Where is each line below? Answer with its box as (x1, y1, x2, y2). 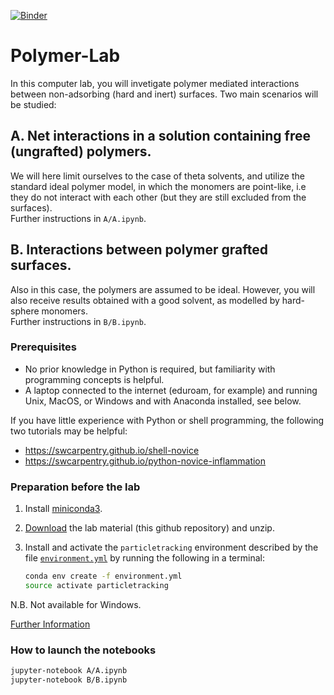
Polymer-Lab (10, 45, 121, 67)
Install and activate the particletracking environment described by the (24, 541, 319, 554)
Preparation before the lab (10, 480, 141, 494)
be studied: (10, 98, 57, 110)
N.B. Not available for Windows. (10, 598, 142, 610)
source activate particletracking (24, 581, 169, 591)
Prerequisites (10, 340, 77, 354)
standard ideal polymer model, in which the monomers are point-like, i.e (10, 180, 307, 192)
